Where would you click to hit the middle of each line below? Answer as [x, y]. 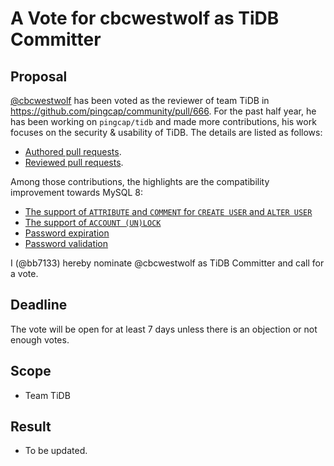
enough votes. [40, 339]
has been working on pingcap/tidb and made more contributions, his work [163, 121]
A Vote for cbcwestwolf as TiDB [145, 18]
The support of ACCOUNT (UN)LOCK [93, 222]
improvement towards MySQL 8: [77, 192]
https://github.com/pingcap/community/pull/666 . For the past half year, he [163, 111]
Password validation [66, 243]
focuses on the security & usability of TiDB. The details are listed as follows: [166, 132]
